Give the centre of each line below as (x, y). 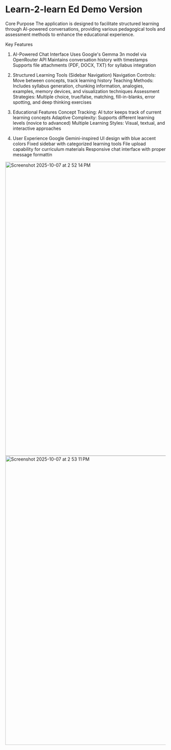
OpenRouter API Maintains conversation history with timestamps (80, 59)
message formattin (32, 154)
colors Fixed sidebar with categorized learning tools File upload (79, 144)
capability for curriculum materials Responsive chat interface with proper (89, 149)
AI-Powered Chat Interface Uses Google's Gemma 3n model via (79, 54)
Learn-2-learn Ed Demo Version (74, 9)
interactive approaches (37, 128)
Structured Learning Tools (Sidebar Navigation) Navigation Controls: (84, 75)
